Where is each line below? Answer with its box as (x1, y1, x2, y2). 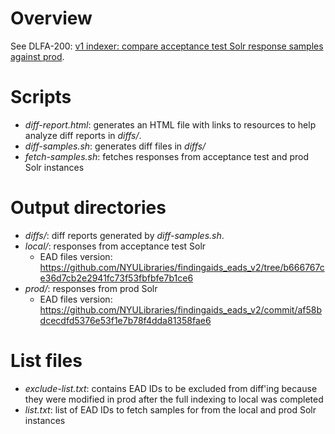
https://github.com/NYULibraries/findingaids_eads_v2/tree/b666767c (39, 261, 325, 273)
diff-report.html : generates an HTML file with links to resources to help (24, 118, 317, 131)
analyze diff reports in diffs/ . (24, 129, 142, 141)
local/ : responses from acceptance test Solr (24, 240, 207, 252)
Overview (10, 7, 93, 30)
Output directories (10, 197, 167, 219)
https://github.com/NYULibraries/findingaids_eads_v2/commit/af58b (39, 303, 323, 316)
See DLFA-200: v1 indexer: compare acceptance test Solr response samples (10, 40, 324, 52)
